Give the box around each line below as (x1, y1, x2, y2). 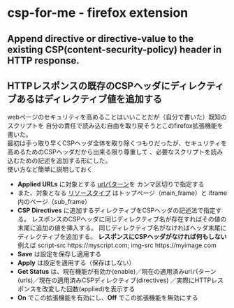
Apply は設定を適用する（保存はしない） (17, 258, 136, 267)
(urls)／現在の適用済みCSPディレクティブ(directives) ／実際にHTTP (17, 276, 212, 284)
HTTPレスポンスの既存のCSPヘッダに (7, 80, 170, 91)
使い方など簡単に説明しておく (7, 166, 93, 174)
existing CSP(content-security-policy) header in (7, 43, 222, 55)
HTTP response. (7, 54, 80, 66)
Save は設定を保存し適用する (17, 250, 102, 258)
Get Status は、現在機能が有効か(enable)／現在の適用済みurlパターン (17, 267, 217, 276)
